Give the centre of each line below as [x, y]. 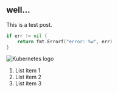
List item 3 [28, 83]
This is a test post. [29, 24]
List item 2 [28, 77]
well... [18, 10]
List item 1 [28, 71]
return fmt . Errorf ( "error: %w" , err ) [65, 41]
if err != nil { [27, 36]
